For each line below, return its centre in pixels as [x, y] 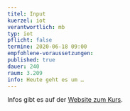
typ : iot [20, 34]
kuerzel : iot [27, 21]
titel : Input [27, 14]
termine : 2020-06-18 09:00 [47, 47]
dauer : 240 [23, 66]
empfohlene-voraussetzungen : [50, 54]
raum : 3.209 [25, 73]
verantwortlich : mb [36, 27]
